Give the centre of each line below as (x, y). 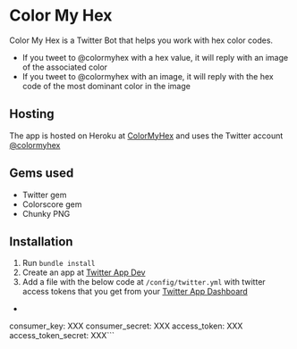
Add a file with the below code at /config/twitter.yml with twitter (144, 282)
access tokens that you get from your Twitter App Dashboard (135, 292)
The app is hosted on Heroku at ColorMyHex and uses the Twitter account (146, 136)
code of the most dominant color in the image (106, 86)
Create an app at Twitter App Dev (84, 272)
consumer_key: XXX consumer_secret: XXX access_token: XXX (126, 326)
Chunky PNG (46, 213)
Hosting (32, 114)
